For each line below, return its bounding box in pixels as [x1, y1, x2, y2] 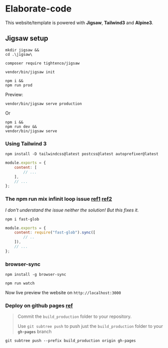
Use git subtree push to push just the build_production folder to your [17, 323, 163, 329]
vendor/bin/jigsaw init [5, 69, 55, 74]
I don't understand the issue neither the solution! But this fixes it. [5, 207, 139, 213]
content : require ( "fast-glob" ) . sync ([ [14, 230, 96, 235]
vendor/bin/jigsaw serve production [5, 101, 82, 106]
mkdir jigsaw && [5, 47, 39, 53]
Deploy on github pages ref [5, 302, 73, 309]
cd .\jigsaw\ [5, 52, 33, 57]
